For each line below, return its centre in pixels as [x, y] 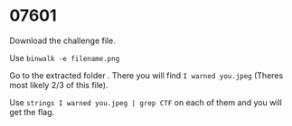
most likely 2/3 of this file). [59, 85]
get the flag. [32, 112]
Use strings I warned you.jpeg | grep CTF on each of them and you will [146, 102]
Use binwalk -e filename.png [65, 58]
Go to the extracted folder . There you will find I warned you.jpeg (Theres [146, 75]
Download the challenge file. [62, 40]
